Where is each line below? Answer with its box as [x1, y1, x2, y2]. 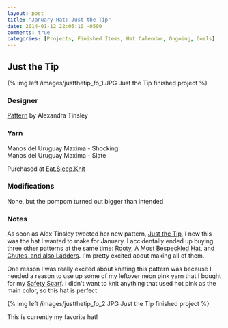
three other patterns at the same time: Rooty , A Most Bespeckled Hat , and [7, 244, 215, 253]
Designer [7, 96, 39, 105]
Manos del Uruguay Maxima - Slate [7, 151, 106, 159]
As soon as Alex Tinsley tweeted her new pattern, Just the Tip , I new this [7, 230, 212, 238]
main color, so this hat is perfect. [7, 286, 99, 295]
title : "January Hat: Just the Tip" [7, 16, 111, 23]
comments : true [7, 29, 51, 36]
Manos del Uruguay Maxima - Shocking [7, 144, 119, 152]
